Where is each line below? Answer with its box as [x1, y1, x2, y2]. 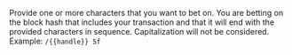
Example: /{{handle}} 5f [9, 35, 101, 46]
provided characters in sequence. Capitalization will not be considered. [9, 27, 270, 36]
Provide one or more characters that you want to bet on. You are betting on [9, 8, 284, 18]
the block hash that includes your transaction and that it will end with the [9, 17, 275, 27]
